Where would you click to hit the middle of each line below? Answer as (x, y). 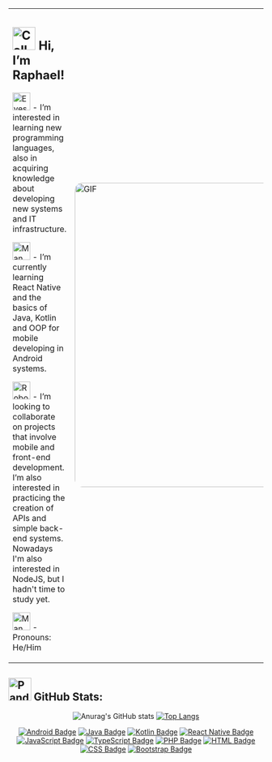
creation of (33, 508)
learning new (37, 127)
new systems (38, 209)
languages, (34, 148)
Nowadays (33, 549)
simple (25, 528)
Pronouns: (32, 637)
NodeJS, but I (38, 579)
